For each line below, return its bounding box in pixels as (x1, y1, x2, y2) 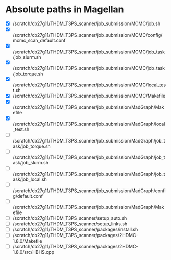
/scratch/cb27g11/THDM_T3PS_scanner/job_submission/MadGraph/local (12, 121, 165, 127)
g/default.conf (12, 193, 43, 199)
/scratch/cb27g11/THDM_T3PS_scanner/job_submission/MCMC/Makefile (12, 93, 166, 99)
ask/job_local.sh (12, 176, 47, 182)
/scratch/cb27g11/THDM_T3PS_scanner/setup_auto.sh (12, 215, 127, 221)
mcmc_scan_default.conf (12, 37, 66, 44)
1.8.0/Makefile (12, 238, 42, 244)
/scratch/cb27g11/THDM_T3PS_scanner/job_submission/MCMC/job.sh (12, 20, 161, 27)
